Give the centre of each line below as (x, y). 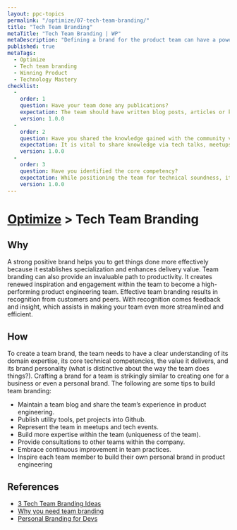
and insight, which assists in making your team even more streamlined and (116, 307)
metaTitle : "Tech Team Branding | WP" (64, 33)
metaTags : (22, 54)
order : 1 (33, 99)
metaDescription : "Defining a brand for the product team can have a (112, 40)
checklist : (23, 86)
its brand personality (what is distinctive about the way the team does (108, 369)
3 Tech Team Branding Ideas (59, 504)
